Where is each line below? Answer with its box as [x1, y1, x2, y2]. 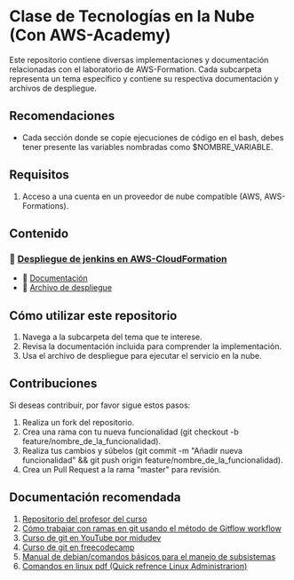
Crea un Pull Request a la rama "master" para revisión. [21, 464, 222, 474]
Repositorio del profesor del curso [21, 513, 147, 524]
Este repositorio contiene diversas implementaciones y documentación [9, 54, 269, 65]
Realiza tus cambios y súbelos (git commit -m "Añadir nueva [21, 445, 242, 456]
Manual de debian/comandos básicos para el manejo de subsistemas [21, 551, 276, 561]
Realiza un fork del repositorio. [21, 417, 135, 427]
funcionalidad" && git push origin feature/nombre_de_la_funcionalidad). [21, 455, 283, 465]
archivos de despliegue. [9, 83, 98, 93]
